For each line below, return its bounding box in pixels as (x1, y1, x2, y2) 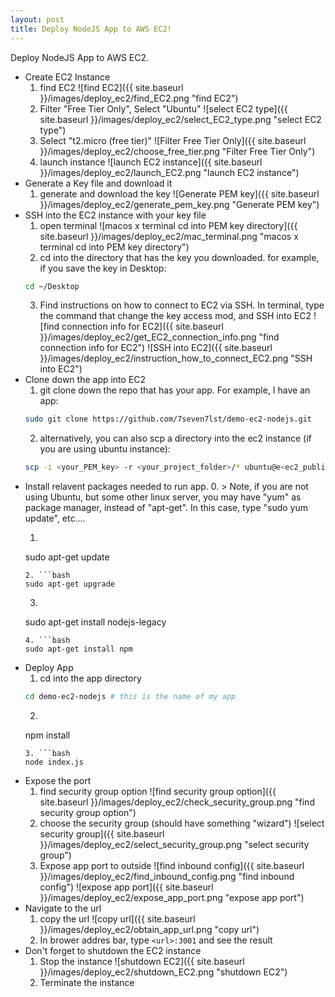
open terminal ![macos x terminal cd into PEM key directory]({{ (39, 219, 298, 231)
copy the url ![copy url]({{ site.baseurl (39, 913, 196, 925)
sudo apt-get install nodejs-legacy (24, 616, 167, 628)
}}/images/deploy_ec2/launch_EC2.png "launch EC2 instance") (39, 166, 300, 178)
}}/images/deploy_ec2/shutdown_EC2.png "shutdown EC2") (39, 966, 288, 978)
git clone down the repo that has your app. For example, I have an (39, 384, 311, 396)
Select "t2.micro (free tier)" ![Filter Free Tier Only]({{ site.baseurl (39, 134, 307, 146)
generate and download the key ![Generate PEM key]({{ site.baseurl (39, 187, 320, 200)
